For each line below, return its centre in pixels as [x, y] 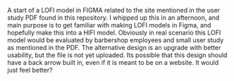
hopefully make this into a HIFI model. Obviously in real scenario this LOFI [114, 32]
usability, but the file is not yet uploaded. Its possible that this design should [117, 55]
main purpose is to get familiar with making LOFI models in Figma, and [109, 25]
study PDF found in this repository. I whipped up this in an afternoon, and [113, 18]
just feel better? [30, 70]
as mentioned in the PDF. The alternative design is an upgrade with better [114, 48]
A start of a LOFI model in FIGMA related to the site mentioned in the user [114, 10]
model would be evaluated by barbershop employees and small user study [116, 40]
